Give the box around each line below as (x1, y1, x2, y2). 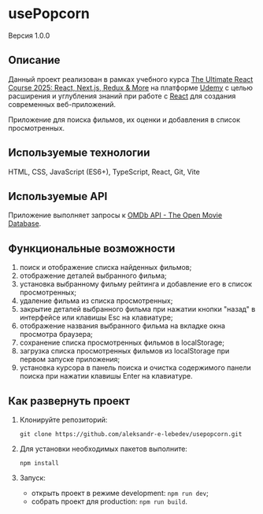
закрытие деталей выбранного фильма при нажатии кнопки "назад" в (19, 305, 256, 314)
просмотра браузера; (19, 330, 93, 339)
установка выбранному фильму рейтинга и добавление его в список (19, 279, 252, 289)
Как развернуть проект (8, 394, 131, 408)
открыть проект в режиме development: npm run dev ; (31, 489, 209, 497)
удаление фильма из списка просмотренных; (19, 296, 173, 305)
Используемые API (8, 190, 108, 203)
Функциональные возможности (8, 242, 176, 255)
